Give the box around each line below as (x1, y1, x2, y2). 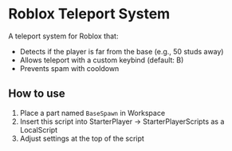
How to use (8, 87, 65, 101)
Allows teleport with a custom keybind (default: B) (19, 55, 184, 65)
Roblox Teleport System (8, 5, 171, 23)
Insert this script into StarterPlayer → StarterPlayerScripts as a (19, 117, 225, 126)
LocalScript (19, 125, 58, 134)
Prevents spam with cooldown (19, 63, 120, 73)
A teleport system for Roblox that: (8, 31, 119, 41)
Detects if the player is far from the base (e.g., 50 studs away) (19, 46, 224, 56)
